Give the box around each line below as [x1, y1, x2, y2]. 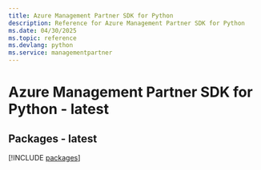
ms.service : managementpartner [8, 49, 113, 57]
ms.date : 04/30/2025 [8, 26, 78, 34]
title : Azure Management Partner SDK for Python [8, 11, 174, 20]
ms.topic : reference [8, 34, 78, 42]
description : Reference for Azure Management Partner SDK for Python [8, 19, 246, 27]
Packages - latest [8, 132, 98, 145]
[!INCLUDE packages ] [8, 153, 81, 162]
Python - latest [8, 101, 110, 118]
